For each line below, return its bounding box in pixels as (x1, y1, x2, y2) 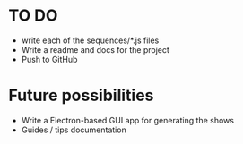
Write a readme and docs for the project (21, 44, 169, 55)
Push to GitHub (21, 54, 78, 64)
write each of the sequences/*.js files (21, 35, 160, 46)
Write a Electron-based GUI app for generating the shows (21, 114, 235, 125)
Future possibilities (8, 86, 154, 106)
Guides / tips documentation (21, 124, 126, 135)
